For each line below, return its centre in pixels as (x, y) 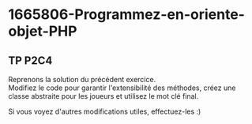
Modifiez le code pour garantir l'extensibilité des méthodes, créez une (122, 88)
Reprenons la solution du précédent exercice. (82, 79)
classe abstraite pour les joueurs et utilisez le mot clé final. (103, 96)
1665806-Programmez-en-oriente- (126, 15)
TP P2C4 (30, 60)
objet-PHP (43, 31)
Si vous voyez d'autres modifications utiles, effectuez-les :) (105, 111)
